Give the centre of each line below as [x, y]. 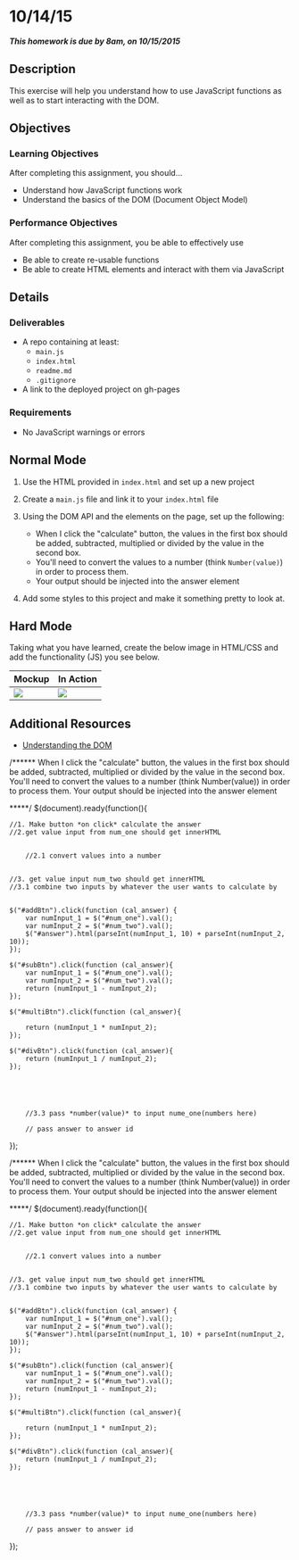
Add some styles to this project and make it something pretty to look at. [154, 598]
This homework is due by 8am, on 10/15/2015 [95, 41]
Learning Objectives [54, 154]
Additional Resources [70, 723]
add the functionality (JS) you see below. [85, 657]
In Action [78, 679]
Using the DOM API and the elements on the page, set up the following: [153, 516]
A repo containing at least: [71, 342]
